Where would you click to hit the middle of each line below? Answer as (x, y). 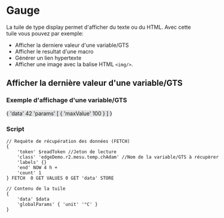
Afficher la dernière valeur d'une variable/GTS (95, 83)
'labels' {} (32, 162)
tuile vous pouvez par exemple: (45, 33)
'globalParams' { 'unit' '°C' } (57, 204)
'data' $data (33, 199)
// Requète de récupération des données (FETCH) (68, 141)
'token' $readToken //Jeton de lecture (67, 152)
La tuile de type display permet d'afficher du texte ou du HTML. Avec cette (98, 27)
